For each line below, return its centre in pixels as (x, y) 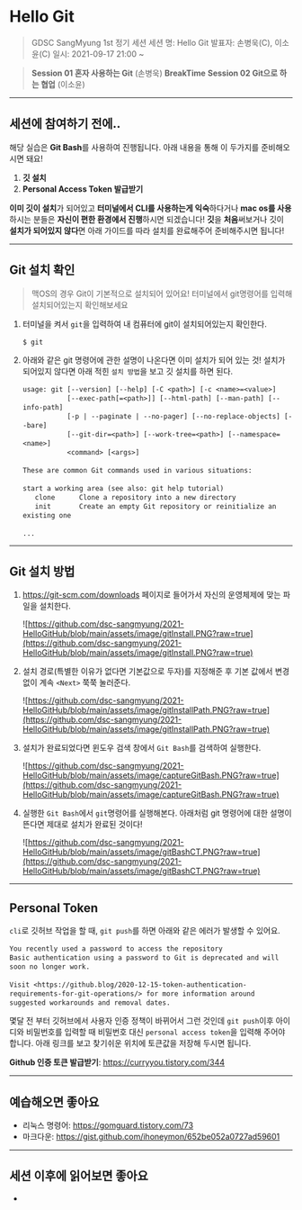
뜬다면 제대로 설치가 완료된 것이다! (82, 825)
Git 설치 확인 (42, 271)
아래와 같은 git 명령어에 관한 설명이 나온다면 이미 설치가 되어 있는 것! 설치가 (154, 360)
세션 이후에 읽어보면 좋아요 (79, 1176)
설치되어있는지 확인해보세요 (80, 304)
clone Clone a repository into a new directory (135, 497)
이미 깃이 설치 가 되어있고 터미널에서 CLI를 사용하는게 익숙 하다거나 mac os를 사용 (151, 208)
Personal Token (54, 908)
